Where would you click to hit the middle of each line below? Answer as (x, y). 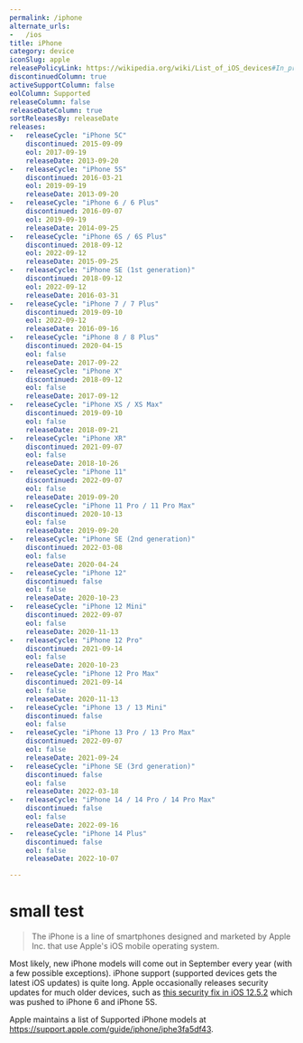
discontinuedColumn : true (58, 77)
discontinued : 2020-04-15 (74, 346)
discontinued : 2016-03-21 (74, 177)
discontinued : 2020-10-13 (74, 514)
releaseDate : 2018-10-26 (72, 464)
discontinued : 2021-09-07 (74, 447)
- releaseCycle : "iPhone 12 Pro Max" (84, 674)
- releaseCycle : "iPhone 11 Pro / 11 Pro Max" (102, 506)
